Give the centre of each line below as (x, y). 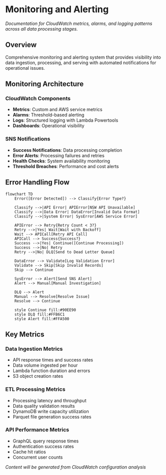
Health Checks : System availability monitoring (61, 161)
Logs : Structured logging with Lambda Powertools (65, 120)
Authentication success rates (43, 446)
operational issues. (25, 68)
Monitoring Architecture (45, 84)
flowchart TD (19, 194)
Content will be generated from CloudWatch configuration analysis (76, 467)
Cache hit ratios (29, 452)
